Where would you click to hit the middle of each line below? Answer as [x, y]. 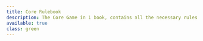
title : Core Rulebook [34, 12]
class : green [23, 29]
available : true [27, 23]
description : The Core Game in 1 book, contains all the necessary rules [102, 17]
